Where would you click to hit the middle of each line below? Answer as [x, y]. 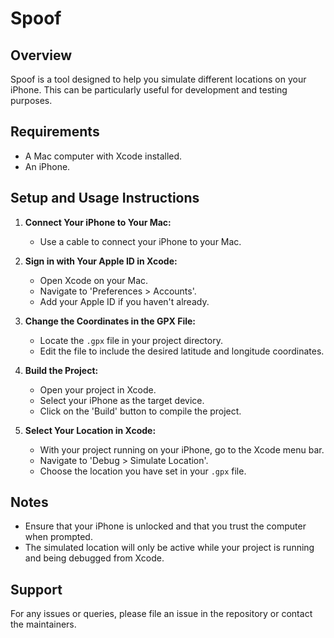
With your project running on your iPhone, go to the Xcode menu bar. [182, 449]
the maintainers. [43, 624]
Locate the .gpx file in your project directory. [131, 340]
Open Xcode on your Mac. [94, 280]
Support [36, 589]
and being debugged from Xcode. [94, 558]
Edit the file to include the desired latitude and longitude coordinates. [182, 351]
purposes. [31, 100]
